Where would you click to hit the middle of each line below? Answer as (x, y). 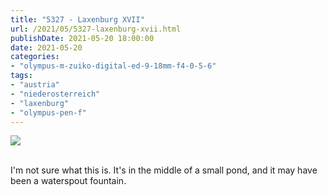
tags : (21, 76)
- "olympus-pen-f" (48, 112)
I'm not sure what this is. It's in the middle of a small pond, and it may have (164, 170)
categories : (35, 57)
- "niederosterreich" (55, 94)
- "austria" (35, 85)
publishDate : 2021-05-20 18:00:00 (82, 38)
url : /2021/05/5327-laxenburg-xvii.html (96, 29)
